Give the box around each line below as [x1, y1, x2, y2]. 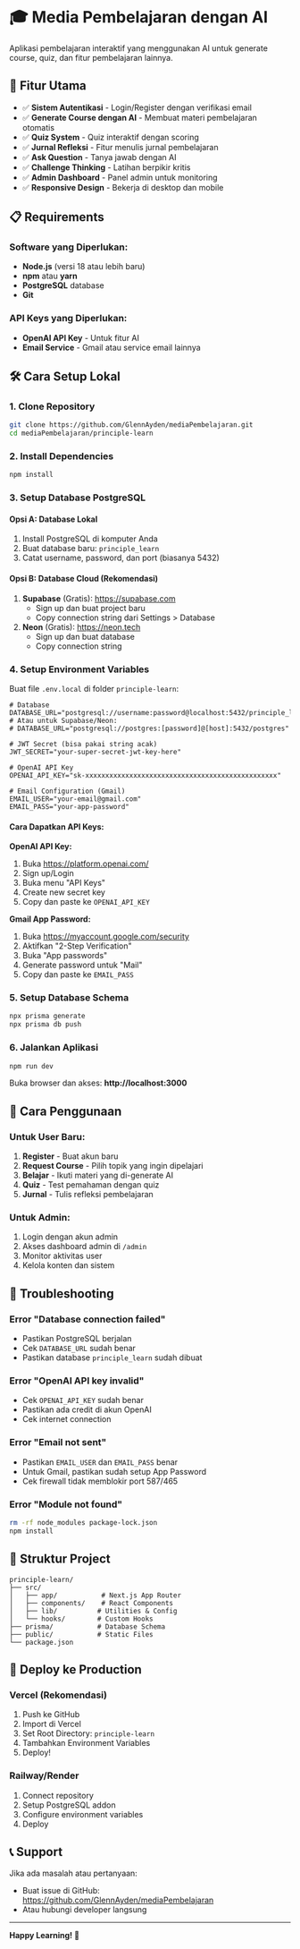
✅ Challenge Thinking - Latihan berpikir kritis [21, 162, 191, 173]
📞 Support [9, 1844, 63, 1860]
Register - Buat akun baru [21, 1151, 119, 1162]
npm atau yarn [21, 270, 78, 282]
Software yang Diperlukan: [9, 241, 129, 253]
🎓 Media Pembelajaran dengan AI [9, 7, 269, 28]
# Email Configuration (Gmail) [9, 787, 126, 796]
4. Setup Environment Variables [9, 663, 150, 676]
